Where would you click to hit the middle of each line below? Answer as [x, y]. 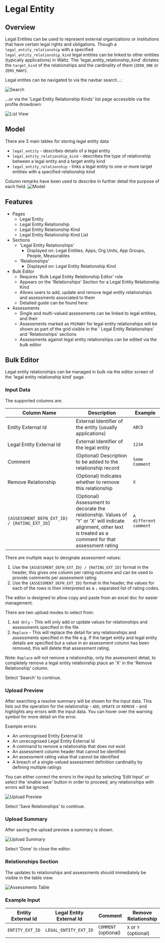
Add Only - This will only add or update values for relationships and [80, 622]
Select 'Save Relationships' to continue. [45, 807]
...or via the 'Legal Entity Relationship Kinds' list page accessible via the [78, 99]
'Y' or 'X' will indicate [100, 520]
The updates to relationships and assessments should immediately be [76, 872]
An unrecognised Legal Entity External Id [53, 741]
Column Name [39, 413]
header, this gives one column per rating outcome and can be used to [82, 572]
